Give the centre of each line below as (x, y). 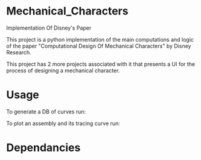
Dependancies (43, 148)
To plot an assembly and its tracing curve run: (63, 123)
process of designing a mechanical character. (63, 70)
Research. (19, 52)
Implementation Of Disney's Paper (49, 28)
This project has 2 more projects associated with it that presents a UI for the (101, 64)
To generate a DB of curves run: (46, 111)
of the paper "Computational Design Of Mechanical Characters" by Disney (99, 46)
